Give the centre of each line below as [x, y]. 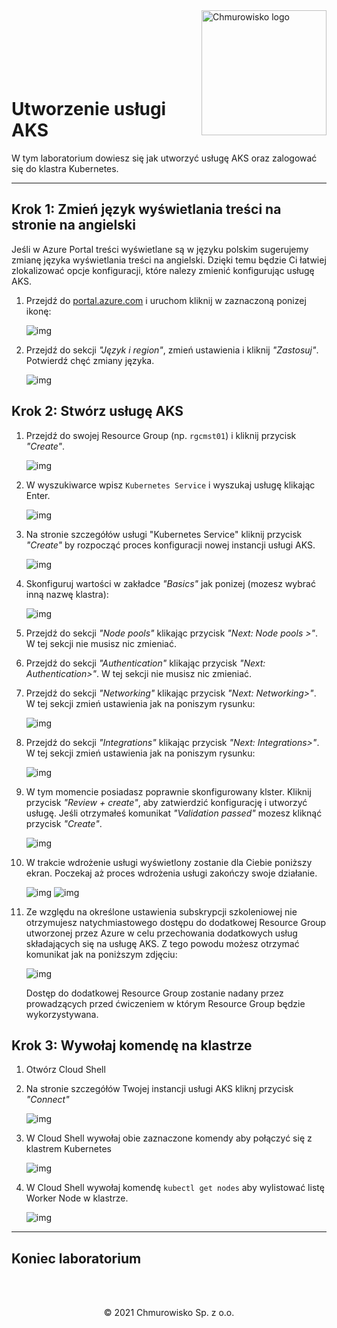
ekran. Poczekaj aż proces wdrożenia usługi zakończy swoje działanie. [171, 873]
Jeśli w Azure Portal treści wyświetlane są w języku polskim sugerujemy [160, 249]
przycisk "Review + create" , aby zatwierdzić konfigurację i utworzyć [166, 802]
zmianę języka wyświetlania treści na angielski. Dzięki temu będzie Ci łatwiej [169, 260]
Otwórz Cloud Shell [65, 1070]
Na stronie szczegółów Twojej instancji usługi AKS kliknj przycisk [159, 1089]
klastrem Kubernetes [68, 1149]
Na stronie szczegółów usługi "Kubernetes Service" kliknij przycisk [164, 534]
